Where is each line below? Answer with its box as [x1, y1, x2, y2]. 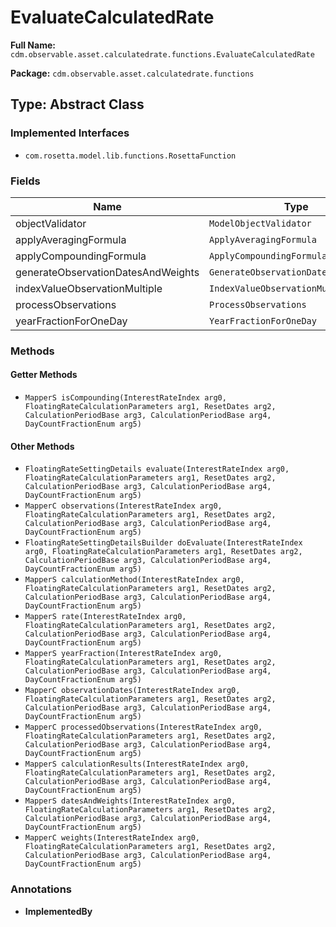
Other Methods [10, 440, 75, 452]
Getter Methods [10, 369, 78, 381]
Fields [10, 174, 41, 188]
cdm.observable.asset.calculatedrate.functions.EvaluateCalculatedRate [10, 49, 315, 60]
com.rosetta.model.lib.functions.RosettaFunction [24, 151, 237, 161]
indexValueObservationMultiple [15, 281, 163, 295]
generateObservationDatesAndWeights [15, 265, 200, 279]
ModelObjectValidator [209, 217, 312, 229]
